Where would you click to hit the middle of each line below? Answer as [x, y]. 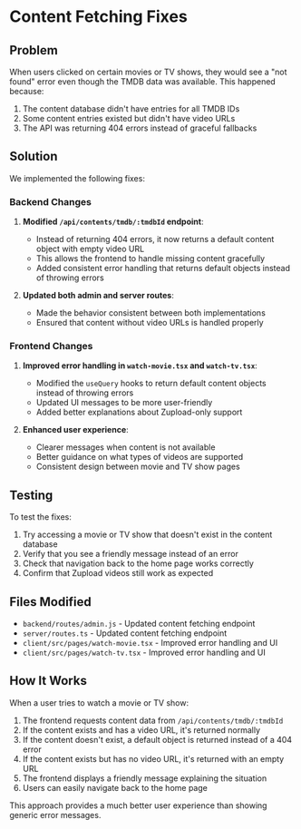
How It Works [49, 681]
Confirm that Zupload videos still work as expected [118, 573]
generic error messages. [55, 814]
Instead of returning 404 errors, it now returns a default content [155, 239]
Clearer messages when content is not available [126, 447]
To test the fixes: [41, 517]
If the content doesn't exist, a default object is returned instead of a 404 [157, 739]
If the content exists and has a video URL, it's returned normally [141, 730]
